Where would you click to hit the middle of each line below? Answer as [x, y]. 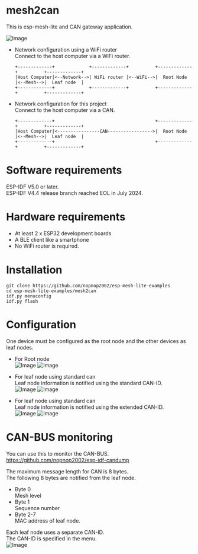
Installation [34, 270]
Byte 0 [23, 489]
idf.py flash [22, 301]
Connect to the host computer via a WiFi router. [72, 56]
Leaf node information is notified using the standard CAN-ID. [88, 383]
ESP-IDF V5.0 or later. [33, 187]
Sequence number [37, 508]
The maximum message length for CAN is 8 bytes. [67, 471]
